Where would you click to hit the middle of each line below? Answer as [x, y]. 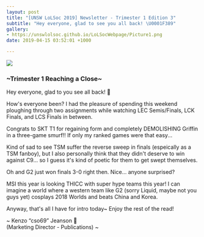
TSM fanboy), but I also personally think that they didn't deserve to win [96, 154]
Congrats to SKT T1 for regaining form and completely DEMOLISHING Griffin [102, 129]
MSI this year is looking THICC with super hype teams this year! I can [93, 184]
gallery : [17, 29]
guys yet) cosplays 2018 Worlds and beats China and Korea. [82, 197]
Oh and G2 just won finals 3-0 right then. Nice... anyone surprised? [91, 172]
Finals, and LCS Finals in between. [49, 117]
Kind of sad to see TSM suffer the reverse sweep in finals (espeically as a [99, 147]
